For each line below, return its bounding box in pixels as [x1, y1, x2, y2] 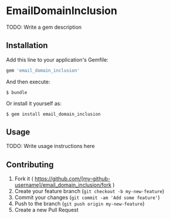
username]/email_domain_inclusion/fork [14, 181, 111, 188]
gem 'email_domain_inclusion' [6, 68, 80, 73]
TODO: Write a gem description [6, 23, 82, 31]
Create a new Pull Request [14, 207, 79, 214]
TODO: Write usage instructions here [6, 143, 95, 150]
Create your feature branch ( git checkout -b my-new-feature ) [14, 188, 165, 195]
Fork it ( [14, 175, 34, 183]
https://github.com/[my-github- [34, 175, 110, 183]
